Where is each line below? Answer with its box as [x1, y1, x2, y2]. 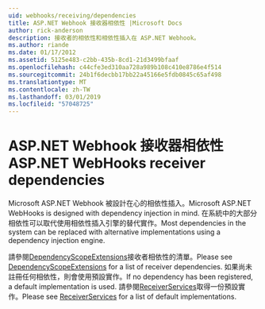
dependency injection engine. [8, 236, 106, 245]
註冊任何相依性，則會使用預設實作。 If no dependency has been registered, [8, 272, 254, 282]
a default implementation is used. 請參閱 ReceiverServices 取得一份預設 [8, 282, 239, 292]
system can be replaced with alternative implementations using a [8, 227, 221, 237]
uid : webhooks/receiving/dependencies [8, 11, 136, 20]
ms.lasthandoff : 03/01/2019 [8, 93, 102, 101]
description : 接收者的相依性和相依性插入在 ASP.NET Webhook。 [8, 33, 200, 42]
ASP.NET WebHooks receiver [8, 154, 206, 172]
